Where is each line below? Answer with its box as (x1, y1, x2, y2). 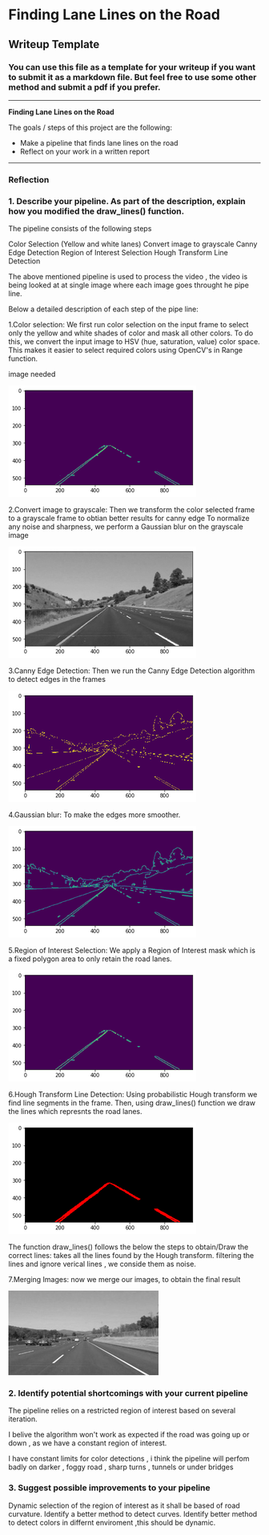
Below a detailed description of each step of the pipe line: (8, 304, 199, 314)
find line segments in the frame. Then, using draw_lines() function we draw (8, 1098, 256, 1108)
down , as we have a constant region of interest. (8, 1438, 167, 1448)
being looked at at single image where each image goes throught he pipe (8, 280, 250, 290)
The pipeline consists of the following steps (8, 224, 152, 234)
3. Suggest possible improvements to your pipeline (8, 1482, 211, 1493)
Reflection (8, 174, 50, 185)
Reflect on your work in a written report (19, 146, 151, 156)
